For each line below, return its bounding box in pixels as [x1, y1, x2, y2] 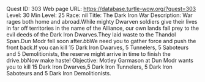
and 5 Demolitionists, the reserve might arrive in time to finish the [6, 50, 171, 57]
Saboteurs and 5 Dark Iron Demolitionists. [6, 70, 111, 77]
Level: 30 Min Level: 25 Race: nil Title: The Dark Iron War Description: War [6, 12, 193, 19]
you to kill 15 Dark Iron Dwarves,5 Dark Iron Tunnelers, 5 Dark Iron [6, 63, 173, 70]
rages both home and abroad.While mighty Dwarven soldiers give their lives [6, 18, 198, 25]
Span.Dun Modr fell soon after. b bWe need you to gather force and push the [6, 38, 196, 44]
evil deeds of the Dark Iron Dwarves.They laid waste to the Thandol [6, 31, 176, 38]
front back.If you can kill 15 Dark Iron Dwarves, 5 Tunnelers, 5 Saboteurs [6, 44, 189, 51]
